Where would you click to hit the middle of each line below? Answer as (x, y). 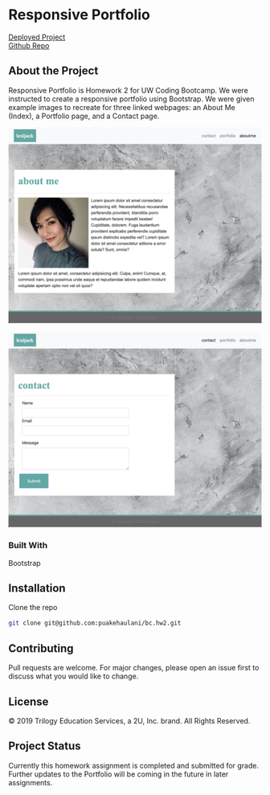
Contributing (41, 648)
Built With (28, 546)
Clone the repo (33, 608)
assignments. (31, 782)
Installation (37, 588)
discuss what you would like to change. (74, 676)
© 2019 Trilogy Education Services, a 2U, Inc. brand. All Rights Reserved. (129, 720)
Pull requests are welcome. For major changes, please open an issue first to (134, 668)
